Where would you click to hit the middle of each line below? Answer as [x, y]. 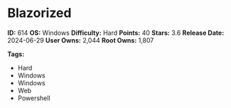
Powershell [34, 98]
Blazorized [39, 13]
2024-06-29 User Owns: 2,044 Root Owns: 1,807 [81, 40]
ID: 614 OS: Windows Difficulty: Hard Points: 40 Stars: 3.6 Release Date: [116, 33]
